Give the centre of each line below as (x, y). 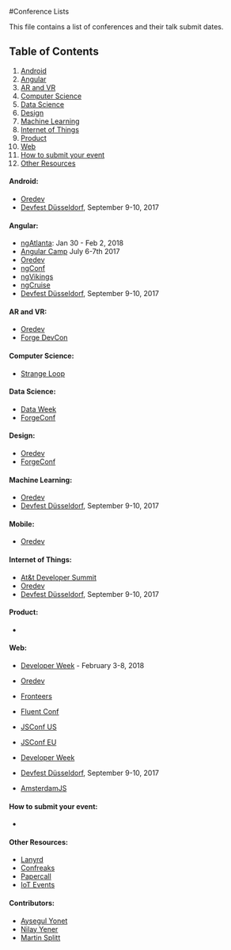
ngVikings (37, 277)
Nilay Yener (39, 929)
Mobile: (22, 524)
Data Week (38, 409)
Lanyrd (32, 860)
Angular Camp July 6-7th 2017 (70, 252)
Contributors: (32, 903)
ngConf (33, 268)
